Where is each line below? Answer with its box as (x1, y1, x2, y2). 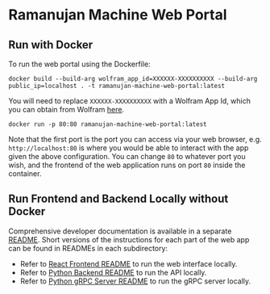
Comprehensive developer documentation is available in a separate (8, 226, 232, 236)
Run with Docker (8, 38, 93, 52)
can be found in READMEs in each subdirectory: (8, 243, 168, 253)
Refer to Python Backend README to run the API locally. (19, 267, 207, 277)
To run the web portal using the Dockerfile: (8, 59, 151, 69)
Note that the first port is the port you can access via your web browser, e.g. (8, 135, 262, 144)
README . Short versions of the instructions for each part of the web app (8, 234, 250, 244)
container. (8, 169, 42, 178)
